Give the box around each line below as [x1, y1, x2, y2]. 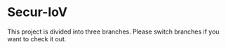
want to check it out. [7, 34, 67, 43]
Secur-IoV [7, 4, 68, 20]
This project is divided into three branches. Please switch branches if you [7, 27, 220, 36]
